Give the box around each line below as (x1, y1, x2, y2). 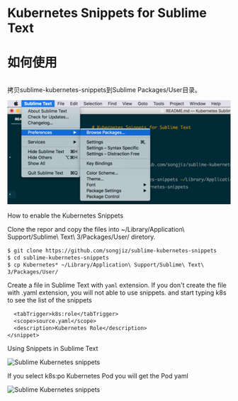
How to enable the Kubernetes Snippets (7, 211, 124, 220)
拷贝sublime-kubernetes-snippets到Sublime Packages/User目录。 (7, 86, 201, 94)
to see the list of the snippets (7, 296, 92, 305)
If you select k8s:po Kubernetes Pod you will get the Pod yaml (7, 372, 189, 380)
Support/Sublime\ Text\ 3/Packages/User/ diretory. (7, 232, 156, 242)
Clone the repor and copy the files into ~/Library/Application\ (7, 225, 185, 234)
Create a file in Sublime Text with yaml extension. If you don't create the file (7, 281, 227, 290)
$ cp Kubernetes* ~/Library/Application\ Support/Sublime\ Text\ (7, 261, 204, 269)
